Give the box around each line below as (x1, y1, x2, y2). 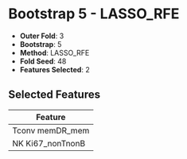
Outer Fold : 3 (19, 31, 64, 41)
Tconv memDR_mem (12, 125, 90, 136)
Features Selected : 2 (19, 64, 90, 74)
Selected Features (8, 88, 101, 102)
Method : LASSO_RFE (19, 48, 90, 57)
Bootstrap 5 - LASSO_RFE (8, 5, 180, 23)
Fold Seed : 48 (19, 56, 67, 66)
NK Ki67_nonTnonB (12, 138, 86, 149)
